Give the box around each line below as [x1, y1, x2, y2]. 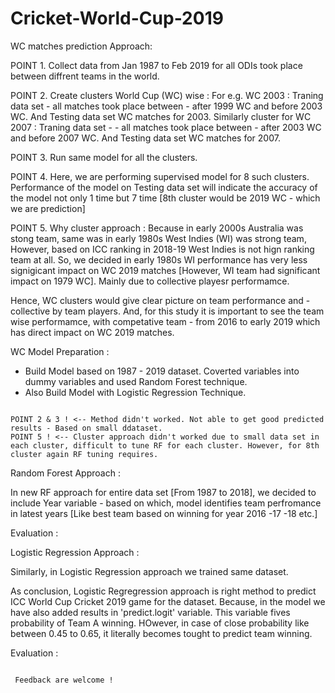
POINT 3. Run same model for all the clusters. [10, 151, 198, 163]
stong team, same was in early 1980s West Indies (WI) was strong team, [10, 232, 307, 244]
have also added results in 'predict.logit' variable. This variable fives [10, 606, 291, 618]
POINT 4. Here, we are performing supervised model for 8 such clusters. [10, 170, 310, 182]
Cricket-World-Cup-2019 [10, 7, 224, 30]
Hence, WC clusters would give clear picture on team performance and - [10, 294, 311, 306]
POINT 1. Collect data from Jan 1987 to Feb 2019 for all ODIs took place [10, 59, 303, 71]
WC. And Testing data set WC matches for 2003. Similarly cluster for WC [10, 110, 312, 122]
